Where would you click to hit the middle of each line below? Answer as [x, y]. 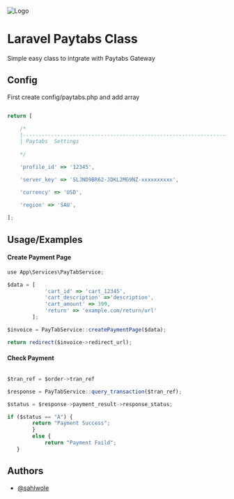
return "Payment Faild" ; [80, 443]
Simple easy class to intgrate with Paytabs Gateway [81, 58]
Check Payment [31, 358]
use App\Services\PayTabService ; [56, 272]
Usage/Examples [45, 240]
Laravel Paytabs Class [72, 39]
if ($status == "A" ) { [40, 417]
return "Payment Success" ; [71, 423]
